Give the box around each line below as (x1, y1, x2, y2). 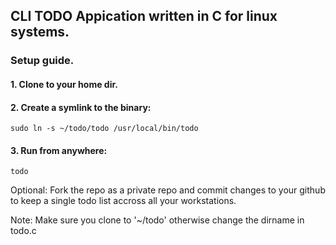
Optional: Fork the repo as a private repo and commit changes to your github (10, 184, 326, 196)
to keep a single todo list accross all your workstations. (10, 195, 237, 207)
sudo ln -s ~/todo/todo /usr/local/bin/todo (10, 124, 199, 134)
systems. (10, 24, 70, 41)
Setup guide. (10, 54, 75, 68)
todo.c (10, 225, 37, 237)
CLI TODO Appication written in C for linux (10, 8, 278, 25)
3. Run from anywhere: (10, 144, 108, 156)
